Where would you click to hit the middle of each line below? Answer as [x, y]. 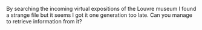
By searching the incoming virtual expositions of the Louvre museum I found [101, 9]
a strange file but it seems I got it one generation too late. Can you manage [99, 15]
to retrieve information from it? [44, 21]
